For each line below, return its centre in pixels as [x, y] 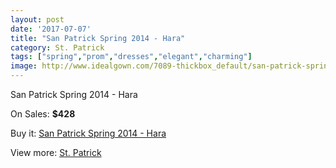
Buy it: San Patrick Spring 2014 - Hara [88, 133]
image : [24, 66]
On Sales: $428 [43, 114]
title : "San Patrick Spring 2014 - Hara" [98, 38]
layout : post [37, 19]
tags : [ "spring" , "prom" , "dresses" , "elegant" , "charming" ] [131, 57]
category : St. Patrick [57, 47]
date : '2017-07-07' [51, 29]
